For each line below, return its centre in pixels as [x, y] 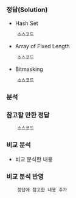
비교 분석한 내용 [34, 159]
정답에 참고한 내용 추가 [42, 190]
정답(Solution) [27, 9]
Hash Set [26, 23]
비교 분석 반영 [25, 177]
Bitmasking [29, 69]
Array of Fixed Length [42, 46]
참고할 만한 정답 [28, 115]
